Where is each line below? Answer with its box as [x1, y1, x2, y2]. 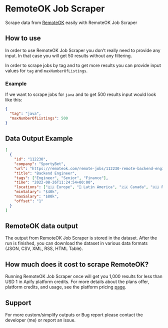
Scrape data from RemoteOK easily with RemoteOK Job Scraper [5, 19, 137, 25]
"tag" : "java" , [9, 111, 41, 116]
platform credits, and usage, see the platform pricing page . [5, 284, 126, 290]
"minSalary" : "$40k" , [14, 189, 59, 194]
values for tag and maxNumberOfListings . [5, 67, 88, 73]
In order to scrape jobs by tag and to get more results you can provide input [5, 62, 161, 68]
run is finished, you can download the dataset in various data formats [5, 240, 148, 246]
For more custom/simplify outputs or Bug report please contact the [5, 312, 143, 318]
